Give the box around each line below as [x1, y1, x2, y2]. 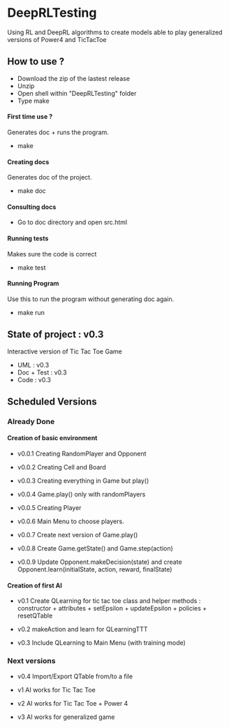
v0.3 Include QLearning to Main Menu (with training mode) [17, 639, 186, 647]
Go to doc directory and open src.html [17, 218, 128, 226]
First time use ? [7, 112, 53, 121]
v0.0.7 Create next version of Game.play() [17, 531, 138, 539]
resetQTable [17, 611, 53, 620]
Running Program [7, 279, 59, 288]
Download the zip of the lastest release [17, 74, 131, 82]
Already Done [7, 416, 55, 426]
